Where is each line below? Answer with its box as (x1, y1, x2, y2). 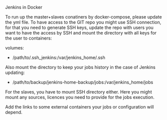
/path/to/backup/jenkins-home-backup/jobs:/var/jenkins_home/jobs (12, 79, 153, 85)
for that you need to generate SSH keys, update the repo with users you (5, 24, 154, 30)
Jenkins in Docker (5, 4, 43, 10)
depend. (5, 109, 23, 115)
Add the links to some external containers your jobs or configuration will (5, 104, 154, 109)
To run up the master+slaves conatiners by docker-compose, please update (5, 14, 162, 19)
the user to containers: (5, 35, 52, 41)
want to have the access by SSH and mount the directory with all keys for (5, 30, 157, 35)
